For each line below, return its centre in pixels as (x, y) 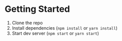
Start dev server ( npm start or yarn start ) (55, 33)
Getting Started (37, 9)
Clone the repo (27, 23)
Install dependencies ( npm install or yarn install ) (65, 28)
